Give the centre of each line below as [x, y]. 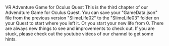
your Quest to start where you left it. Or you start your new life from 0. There [84, 23]
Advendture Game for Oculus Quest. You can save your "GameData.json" [81, 12]
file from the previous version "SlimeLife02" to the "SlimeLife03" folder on [82, 18]
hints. [11, 39]
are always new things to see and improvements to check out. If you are [80, 28]
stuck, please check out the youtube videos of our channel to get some [79, 34]
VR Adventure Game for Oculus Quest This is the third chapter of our [77, 7]
